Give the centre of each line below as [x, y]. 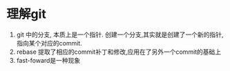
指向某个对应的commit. [49, 43]
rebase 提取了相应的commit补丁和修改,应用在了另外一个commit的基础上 [119, 52]
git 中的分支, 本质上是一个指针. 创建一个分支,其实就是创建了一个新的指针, [120, 34]
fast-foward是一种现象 [48, 60]
